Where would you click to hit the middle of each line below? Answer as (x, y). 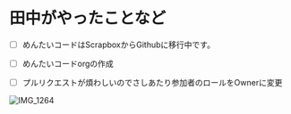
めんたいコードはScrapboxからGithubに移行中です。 (118, 45)
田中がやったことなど (88, 18)
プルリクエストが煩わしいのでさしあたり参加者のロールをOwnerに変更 (152, 83)
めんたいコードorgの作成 (68, 64)
